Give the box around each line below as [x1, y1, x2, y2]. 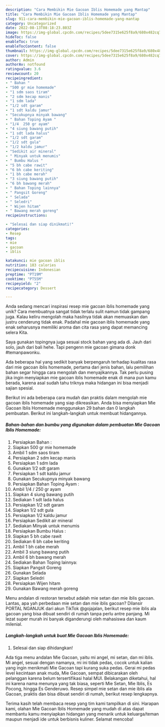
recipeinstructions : [5, 213, 48, 218]
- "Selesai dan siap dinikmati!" [5, 222, 74, 227]
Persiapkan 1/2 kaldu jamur [12, 513, 68, 518]
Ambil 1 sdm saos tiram [12, 450, 60, 455]
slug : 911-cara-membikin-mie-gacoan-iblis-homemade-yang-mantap [5, 16, 140, 21]
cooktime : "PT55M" [5, 276, 43, 281]
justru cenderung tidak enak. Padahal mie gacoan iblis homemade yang [5, 319, 150, 325]
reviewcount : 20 [5, 71, 39, 76]
